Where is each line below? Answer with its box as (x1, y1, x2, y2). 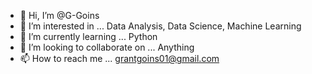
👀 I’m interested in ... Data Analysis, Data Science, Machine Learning (19, 20, 302, 32)
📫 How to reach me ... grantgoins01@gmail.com (19, 53, 220, 64)
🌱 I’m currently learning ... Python (19, 31, 158, 42)
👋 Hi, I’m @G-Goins (19, 10, 100, 21)
